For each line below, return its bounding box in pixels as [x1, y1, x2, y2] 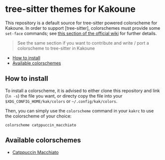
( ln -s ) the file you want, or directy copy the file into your [5, 93, 123, 99]
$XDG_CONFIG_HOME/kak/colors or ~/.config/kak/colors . [5, 98, 118, 104]
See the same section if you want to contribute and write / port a [17, 40, 150, 46]
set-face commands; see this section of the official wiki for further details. [5, 30, 157, 36]
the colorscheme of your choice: [5, 113, 72, 119]
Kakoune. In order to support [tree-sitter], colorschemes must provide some [5, 25, 161, 31]
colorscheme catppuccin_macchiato [5, 122, 77, 127]
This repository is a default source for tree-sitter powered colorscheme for [5, 20, 158, 26]
